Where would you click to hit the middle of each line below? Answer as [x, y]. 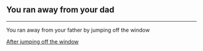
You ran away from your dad [60, 10]
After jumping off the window [43, 41]
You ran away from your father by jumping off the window [78, 30]
